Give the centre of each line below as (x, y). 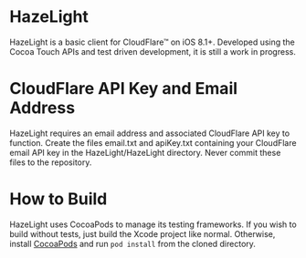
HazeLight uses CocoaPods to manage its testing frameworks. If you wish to (153, 224)
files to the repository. (51, 162)
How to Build (58, 199)
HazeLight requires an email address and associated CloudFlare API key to (150, 133)
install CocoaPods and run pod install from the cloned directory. (132, 243)
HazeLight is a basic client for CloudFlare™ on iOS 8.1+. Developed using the (152, 42)
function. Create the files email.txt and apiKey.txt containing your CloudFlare (153, 142)
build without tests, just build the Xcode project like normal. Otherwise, (142, 233)
